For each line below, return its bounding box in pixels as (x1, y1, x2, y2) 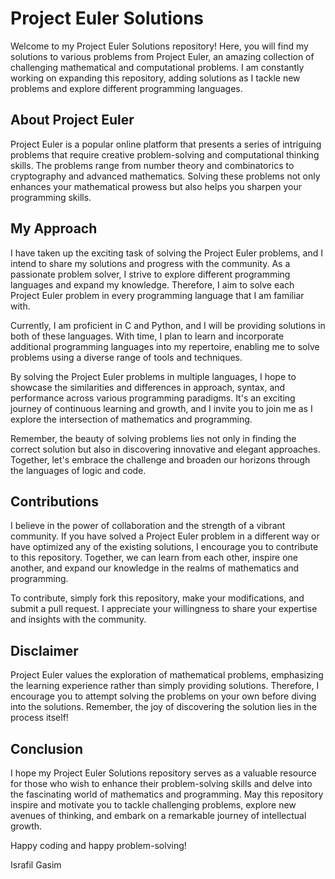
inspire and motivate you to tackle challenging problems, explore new (10, 799, 297, 811)
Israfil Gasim (10, 859, 62, 871)
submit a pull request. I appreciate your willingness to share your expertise (10, 603, 318, 615)
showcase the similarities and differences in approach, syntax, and (10, 381, 286, 393)
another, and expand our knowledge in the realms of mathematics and (10, 562, 300, 574)
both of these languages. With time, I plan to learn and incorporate (10, 330, 285, 342)
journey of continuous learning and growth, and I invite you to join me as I (10, 402, 313, 414)
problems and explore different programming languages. (10, 82, 243, 94)
